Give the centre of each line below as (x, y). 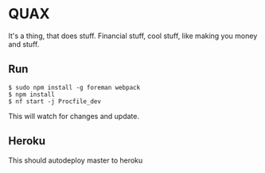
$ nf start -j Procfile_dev (55, 101)
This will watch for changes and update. (74, 116)
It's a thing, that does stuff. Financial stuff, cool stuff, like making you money (133, 36)
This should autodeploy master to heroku (76, 160)
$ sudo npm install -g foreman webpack (74, 87)
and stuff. (24, 44)
